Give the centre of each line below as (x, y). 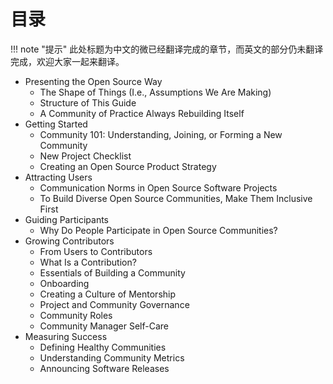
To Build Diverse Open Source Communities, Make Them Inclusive (176, 198)
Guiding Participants (66, 219)
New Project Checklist (85, 156)
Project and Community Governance (114, 304)
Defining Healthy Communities (103, 347)
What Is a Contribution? (88, 262)
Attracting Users (58, 177)
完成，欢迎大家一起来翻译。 (67, 61)
